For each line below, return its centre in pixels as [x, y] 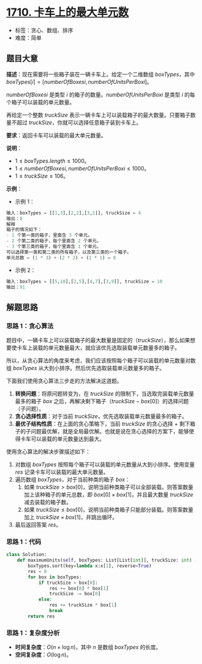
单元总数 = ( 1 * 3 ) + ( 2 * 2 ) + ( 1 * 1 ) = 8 [61, 258]
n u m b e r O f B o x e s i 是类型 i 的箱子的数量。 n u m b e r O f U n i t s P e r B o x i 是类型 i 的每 [101, 95]
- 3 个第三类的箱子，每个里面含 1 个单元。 [54, 246]
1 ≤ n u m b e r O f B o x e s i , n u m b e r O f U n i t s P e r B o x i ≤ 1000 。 [82, 168]
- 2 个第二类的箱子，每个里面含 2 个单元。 [54, 241]
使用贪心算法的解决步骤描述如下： [48, 452]
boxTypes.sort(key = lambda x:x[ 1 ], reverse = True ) [90, 566]
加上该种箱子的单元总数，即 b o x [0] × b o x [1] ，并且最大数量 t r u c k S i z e [109, 495]
